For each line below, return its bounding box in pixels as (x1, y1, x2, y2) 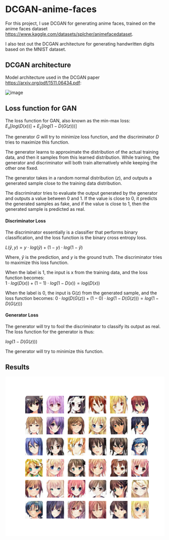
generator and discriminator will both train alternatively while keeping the (5, 160, 158, 166)
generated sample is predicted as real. (5, 206, 86, 212)
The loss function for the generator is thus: (5, 329, 95, 335)
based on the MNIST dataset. (5, 46, 67, 52)
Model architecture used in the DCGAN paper (5, 74, 100, 80)
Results (5, 363, 30, 372)
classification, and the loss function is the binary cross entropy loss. (5, 234, 147, 241)
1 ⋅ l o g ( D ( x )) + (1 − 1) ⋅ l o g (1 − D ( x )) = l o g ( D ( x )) (5, 280, 100, 286)
